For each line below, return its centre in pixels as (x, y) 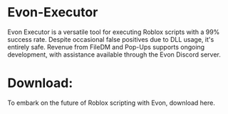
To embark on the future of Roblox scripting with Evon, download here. (111, 103)
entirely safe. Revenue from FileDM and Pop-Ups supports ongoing (106, 47)
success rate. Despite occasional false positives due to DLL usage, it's (111, 39)
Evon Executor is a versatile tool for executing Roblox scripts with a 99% (114, 32)
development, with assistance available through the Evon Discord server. (114, 55)
